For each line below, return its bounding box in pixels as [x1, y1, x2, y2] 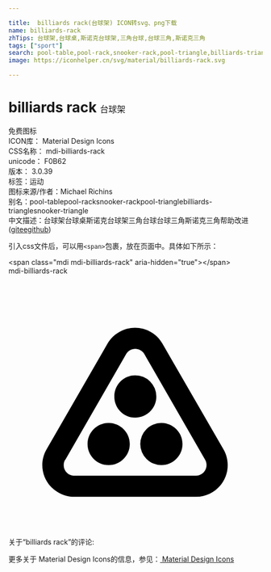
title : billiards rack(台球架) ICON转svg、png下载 [8, 19, 177, 27]
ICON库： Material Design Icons [8, 136, 115, 145]
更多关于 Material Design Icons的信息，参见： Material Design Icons [8, 554, 235, 564]
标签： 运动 [8, 176, 44, 186]
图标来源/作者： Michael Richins [8, 187, 113, 196]
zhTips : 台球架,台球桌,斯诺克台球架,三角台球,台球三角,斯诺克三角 [8, 34, 206, 42]
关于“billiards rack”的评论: [8, 536, 95, 546]
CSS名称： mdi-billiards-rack [8, 146, 106, 156]
